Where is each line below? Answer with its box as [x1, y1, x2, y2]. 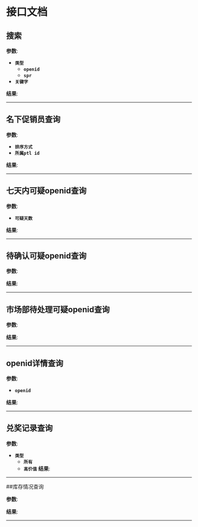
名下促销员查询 [6, 114, 61, 124]
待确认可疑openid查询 [6, 251, 87, 261]
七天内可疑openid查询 [6, 186, 87, 196]
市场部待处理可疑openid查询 [6, 304, 110, 314]
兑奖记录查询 [6, 423, 53, 433]
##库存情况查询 [6, 483, 44, 490]
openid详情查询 [6, 358, 64, 368]
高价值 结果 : [23, 465, 51, 472]
